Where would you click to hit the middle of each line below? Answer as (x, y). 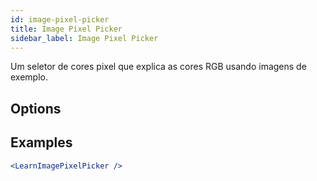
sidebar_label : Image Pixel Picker (84, 38)
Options (36, 108)
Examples (41, 142)
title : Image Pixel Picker (66, 29)
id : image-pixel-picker (60, 19)
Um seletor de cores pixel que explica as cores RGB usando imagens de (158, 67)
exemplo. (29, 77)
